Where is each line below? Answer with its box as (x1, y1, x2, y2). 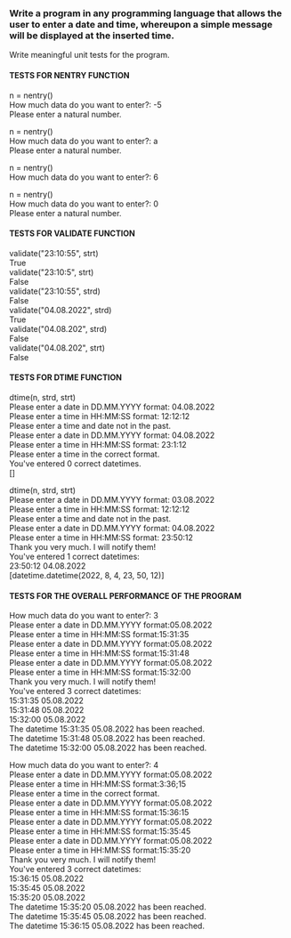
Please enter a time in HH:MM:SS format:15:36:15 (9, 807, 190, 818)
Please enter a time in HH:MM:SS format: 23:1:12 (9, 439, 187, 449)
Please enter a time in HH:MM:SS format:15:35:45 (9, 826, 191, 837)
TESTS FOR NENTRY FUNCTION (9, 69, 130, 80)
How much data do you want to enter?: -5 (9, 99, 162, 109)
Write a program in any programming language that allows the (9, 7, 283, 20)
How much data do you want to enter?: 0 (9, 198, 158, 209)
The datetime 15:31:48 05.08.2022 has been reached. (9, 733, 206, 744)
